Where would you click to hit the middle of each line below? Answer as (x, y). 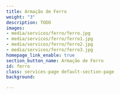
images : (16, 28)
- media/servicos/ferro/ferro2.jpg (50, 45)
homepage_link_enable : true (41, 55)
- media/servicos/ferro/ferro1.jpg (50, 39)
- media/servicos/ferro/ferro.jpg (49, 33)
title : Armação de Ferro (36, 11)
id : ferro (18, 66)
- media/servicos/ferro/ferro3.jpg (50, 50)
